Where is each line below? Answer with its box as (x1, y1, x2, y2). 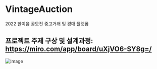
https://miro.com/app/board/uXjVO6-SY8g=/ (5, 45, 152, 53)
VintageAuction (5, 3, 73, 15)
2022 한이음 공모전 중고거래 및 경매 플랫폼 (5, 20, 89, 26)
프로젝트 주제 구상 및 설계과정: (5, 36, 93, 45)
